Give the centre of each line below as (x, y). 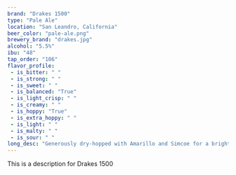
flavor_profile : (31, 66)
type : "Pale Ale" (33, 20)
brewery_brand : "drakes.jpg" (50, 40)
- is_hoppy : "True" (39, 111)
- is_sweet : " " (34, 85)
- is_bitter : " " (35, 72)
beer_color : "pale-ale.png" (48, 33)
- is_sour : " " (32, 137)
